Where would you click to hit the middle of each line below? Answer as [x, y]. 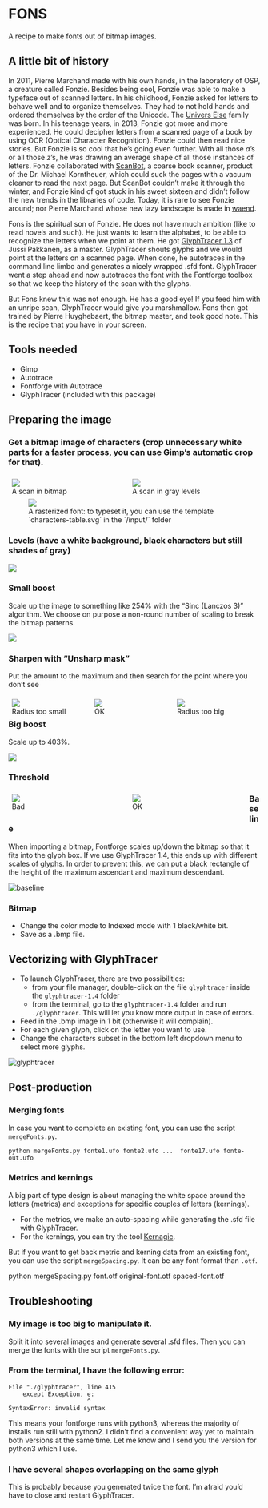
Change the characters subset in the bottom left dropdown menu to [131, 1038]
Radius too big [201, 712]
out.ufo [21, 1158]
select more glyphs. [52, 1047]
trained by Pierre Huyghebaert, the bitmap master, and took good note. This [133, 316]
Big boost [27, 724]
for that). [26, 462]
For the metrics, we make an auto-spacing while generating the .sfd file [138, 1219]
